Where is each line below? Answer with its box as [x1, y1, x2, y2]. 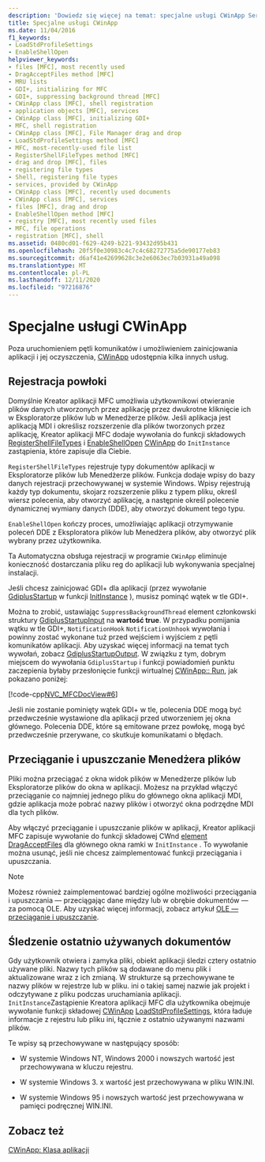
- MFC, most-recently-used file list [8, 144, 132, 152]
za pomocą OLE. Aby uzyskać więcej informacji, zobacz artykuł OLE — [8, 904, 239, 913]
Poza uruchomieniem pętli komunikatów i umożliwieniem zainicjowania [8, 343, 238, 353]
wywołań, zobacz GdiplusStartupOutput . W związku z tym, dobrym [8, 649, 226, 658]
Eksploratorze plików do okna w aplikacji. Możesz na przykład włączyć [8, 782, 238, 791]
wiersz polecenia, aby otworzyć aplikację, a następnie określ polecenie [8, 495, 239, 504]
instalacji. [8, 568, 39, 577]
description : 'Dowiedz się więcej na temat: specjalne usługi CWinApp [8, 11, 245, 20]
